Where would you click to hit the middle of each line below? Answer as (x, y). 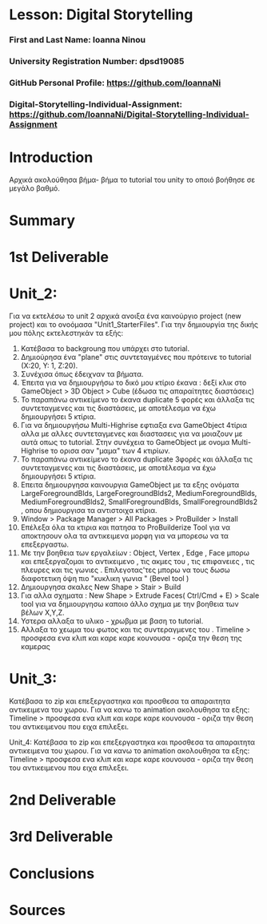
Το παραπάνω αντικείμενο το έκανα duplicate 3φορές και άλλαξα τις (137, 459)
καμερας (36, 647)
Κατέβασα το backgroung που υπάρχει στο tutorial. (105, 349)
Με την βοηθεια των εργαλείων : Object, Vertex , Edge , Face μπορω (135, 553)
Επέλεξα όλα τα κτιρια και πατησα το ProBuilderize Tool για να (126, 527)
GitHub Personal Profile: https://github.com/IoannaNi (115, 83)
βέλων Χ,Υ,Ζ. (42, 613)
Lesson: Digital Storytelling (101, 15)
